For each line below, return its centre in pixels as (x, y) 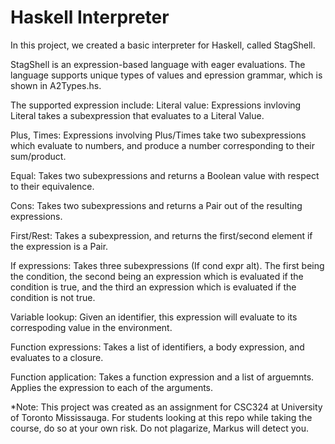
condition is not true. (53, 297)
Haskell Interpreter (90, 17)
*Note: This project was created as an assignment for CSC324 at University (166, 407)
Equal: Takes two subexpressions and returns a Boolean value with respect (165, 175)
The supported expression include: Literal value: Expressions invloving (156, 105)
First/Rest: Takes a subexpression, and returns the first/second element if (161, 235)
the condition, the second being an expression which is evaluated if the (157, 276)
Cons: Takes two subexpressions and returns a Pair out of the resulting (156, 205)
